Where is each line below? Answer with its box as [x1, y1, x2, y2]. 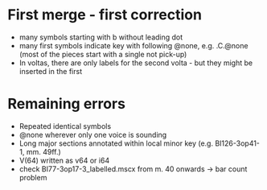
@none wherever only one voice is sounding [18, 130, 167, 139]
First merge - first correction [7, 6, 203, 24]
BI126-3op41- [215, 138, 261, 148]
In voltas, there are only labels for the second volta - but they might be [18, 58, 253, 68]
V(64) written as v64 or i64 [18, 155, 110, 165]
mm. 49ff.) [26, 147, 61, 156]
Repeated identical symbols [18, 121, 112, 130]
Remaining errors [7, 95, 126, 114]
